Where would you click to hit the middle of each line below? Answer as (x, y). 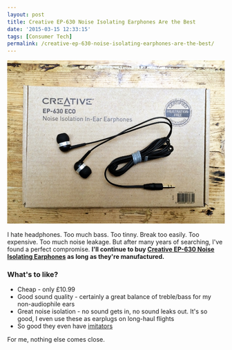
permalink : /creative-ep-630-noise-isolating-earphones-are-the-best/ (111, 44)
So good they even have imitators (65, 326)
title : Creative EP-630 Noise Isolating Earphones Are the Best (101, 22)
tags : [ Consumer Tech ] (40, 37)
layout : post (26, 14)
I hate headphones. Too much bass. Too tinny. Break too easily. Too (103, 235)
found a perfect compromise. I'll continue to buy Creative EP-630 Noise (111, 249)
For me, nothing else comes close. (56, 340)
